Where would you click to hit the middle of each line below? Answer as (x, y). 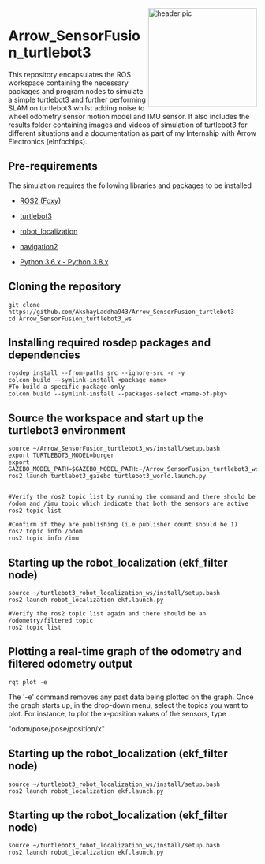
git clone (24, 305)
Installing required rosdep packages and (110, 342)
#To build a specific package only (67, 387)
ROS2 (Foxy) (40, 200)
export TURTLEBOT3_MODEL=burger (61, 456)
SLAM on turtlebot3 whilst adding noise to (77, 108)
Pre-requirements (53, 166)
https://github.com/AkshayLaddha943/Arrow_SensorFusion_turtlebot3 (121, 312)
